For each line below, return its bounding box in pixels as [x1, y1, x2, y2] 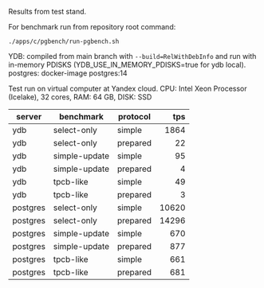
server [15, 111, 42, 122]
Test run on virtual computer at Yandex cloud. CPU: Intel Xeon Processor [8, 84, 247, 93]
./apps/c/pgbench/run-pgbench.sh [8, 37, 120, 45]
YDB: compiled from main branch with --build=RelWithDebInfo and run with [8, 52, 257, 60]
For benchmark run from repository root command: [8, 22, 176, 31]
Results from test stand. [8, 7, 87, 16]
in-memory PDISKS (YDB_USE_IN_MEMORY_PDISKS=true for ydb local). [8, 60, 246, 69]
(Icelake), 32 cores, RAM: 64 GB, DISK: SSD [8, 92, 152, 102]
